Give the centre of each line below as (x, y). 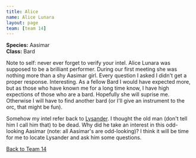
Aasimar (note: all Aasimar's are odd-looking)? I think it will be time (107, 131)
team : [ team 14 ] (26, 28)
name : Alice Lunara (30, 17)
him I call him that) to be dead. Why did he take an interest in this (86, 125)
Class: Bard (21, 52)
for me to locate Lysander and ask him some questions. (74, 138)
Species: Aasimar (28, 45)
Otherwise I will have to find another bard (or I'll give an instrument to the (96, 101)
